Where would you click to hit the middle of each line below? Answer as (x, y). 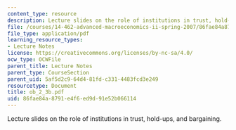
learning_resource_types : (45, 40)
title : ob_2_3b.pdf (36, 92)
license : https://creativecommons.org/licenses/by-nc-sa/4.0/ (100, 53)
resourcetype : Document (42, 86)
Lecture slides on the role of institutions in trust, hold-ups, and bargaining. (114, 119)
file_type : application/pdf (48, 33)
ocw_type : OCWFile (34, 60)
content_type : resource (42, 14)
